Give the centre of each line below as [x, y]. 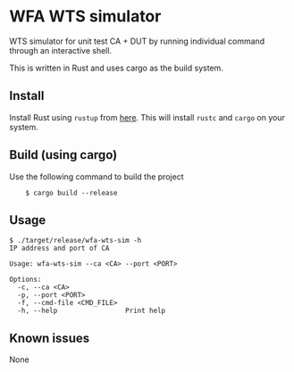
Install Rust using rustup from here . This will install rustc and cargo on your [147, 117]
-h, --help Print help [92, 311]
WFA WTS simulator [85, 17]
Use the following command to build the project [97, 177]
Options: [25, 280]
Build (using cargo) [63, 155]
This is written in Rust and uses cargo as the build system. [116, 68]
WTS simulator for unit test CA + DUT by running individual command [137, 41]
